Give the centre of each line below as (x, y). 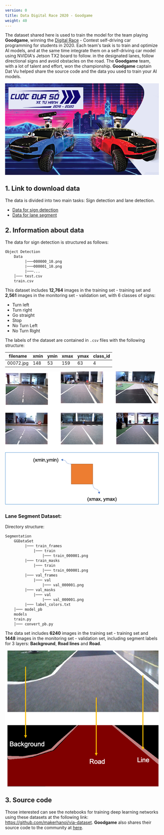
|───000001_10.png (43, 266)
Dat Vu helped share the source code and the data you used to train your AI (81, 71)
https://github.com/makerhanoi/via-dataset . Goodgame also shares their (78, 822)
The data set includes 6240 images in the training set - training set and (77, 633)
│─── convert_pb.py (34, 624)
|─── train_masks (42, 561)
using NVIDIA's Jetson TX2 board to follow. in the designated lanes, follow (80, 56)
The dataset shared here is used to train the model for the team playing (76, 35)
